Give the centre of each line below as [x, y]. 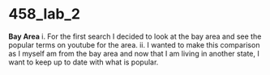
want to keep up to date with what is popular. [84, 62]
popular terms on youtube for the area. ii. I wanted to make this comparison [134, 44]
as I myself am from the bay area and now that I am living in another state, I [134, 53]
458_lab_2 [45, 14]
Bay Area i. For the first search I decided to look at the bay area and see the [135, 36]
